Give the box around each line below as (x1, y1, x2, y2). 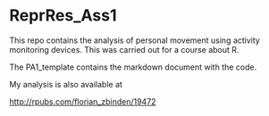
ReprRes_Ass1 (9, 5, 117, 26)
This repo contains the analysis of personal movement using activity (9, 35, 261, 46)
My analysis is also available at (9, 79, 123, 89)
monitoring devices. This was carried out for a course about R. (9, 44, 240, 54)
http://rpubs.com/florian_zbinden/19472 (9, 95, 156, 107)
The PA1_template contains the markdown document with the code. (9, 62, 257, 72)
